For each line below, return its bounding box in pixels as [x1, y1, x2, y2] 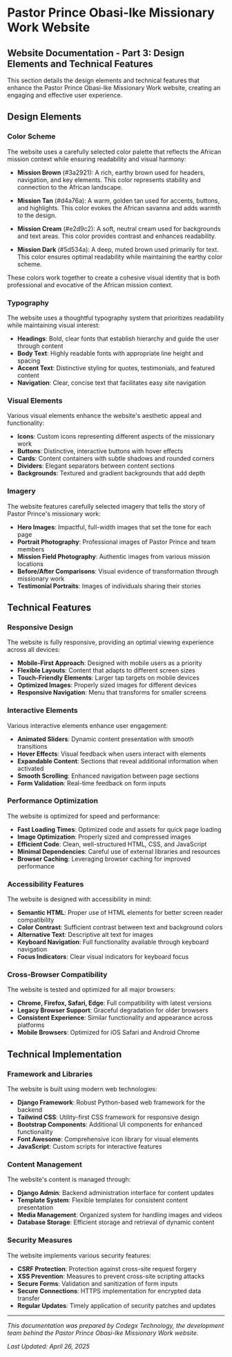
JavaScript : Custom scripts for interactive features [17, 1142, 162, 1151]
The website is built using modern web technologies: [7, 1085, 157, 1093]
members [17, 545, 45, 553]
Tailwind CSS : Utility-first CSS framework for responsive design [17, 1113, 200, 1122]
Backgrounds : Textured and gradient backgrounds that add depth [17, 469, 206, 477]
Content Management [7, 1160, 83, 1169]
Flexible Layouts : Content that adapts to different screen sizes [17, 666, 195, 675]
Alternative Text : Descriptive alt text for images [17, 931, 154, 939]
